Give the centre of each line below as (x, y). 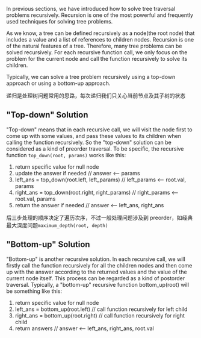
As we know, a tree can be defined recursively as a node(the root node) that (100, 33)
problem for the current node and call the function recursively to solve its (97, 59)
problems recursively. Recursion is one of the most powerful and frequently (100, 15)
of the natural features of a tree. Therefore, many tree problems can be (94, 46)
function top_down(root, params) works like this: (66, 155)
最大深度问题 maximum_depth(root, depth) (57, 225)
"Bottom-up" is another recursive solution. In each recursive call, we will (96, 259)
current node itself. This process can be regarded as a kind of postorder (96, 278)
